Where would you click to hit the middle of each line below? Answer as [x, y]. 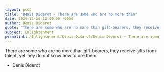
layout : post [18, 9]
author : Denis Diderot [28, 23]
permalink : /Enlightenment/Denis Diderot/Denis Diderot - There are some [82, 37]
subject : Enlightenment [29, 32]
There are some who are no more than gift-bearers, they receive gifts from [81, 50]
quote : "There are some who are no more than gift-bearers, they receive [82, 28]
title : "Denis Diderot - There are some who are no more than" [71, 14]
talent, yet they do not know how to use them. [51, 55]
